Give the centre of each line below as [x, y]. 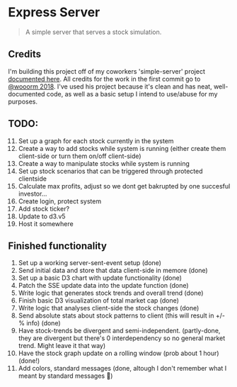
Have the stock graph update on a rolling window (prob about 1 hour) [118, 353]
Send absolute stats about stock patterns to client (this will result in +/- [122, 315]
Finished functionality [57, 246]
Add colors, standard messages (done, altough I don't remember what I [122, 369]
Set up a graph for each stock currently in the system [96, 141]
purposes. [23, 101]
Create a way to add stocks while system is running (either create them [122, 148]
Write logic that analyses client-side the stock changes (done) [109, 308]
